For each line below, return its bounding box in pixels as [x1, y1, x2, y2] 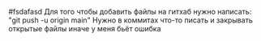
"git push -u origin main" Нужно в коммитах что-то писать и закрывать [8, 15, 253, 25]
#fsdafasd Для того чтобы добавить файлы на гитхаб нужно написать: [8, 7, 252, 16]
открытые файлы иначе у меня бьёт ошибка [8, 24, 161, 33]
